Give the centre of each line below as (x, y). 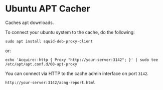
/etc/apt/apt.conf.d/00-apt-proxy (41, 64)
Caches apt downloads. (30, 22)
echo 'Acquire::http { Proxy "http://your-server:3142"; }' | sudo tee (81, 60)
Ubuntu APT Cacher (48, 9)
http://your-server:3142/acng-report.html (50, 82)
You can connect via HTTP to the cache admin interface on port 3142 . (77, 73)
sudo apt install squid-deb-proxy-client (49, 41)
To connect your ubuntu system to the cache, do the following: (70, 32)
